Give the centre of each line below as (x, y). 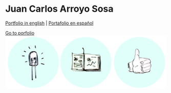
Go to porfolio (20, 33)
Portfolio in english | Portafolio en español (49, 23)
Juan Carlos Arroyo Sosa (59, 9)
